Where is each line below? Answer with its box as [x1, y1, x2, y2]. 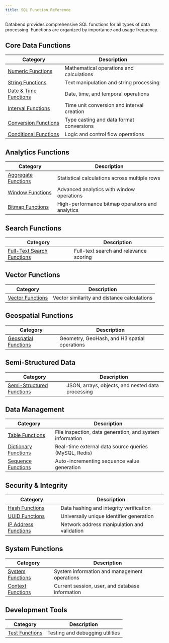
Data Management [5, 405, 64, 414]
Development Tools [5, 606, 67, 614]
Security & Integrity [5, 481, 68, 490]
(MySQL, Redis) [55, 449, 93, 456]
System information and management [53, 568, 143, 575]
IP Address [8, 521, 34, 528]
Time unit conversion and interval [64, 102, 144, 109]
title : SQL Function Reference [5, 7, 71, 13]
